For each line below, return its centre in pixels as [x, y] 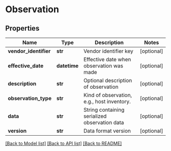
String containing [104, 110]
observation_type [30, 98]
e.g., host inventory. [107, 102]
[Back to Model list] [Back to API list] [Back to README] [64, 143]
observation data [104, 122]
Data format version [107, 131]
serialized [95, 116]
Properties [22, 28]
